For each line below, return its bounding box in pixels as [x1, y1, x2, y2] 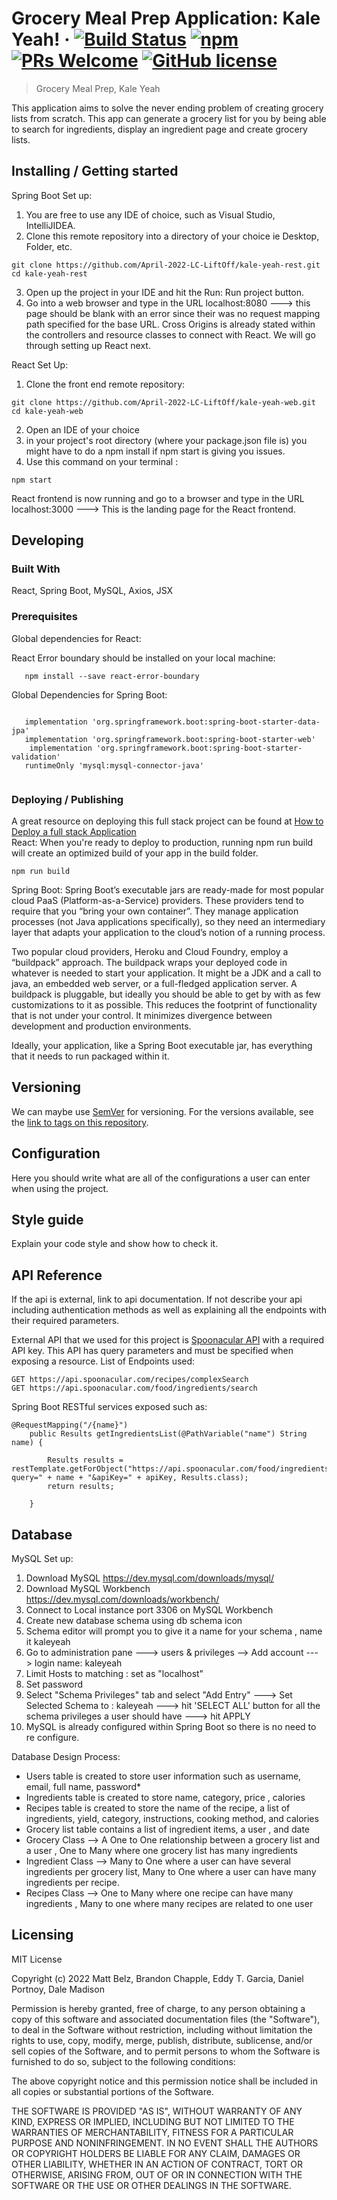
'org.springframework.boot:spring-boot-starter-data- [91, 717, 321, 727]
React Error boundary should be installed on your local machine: [11, 652, 276, 664]
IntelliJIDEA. [25, 219, 76, 231]
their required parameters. [11, 1315, 120, 1327]
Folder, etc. [25, 240, 73, 252]
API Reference [11, 1267, 103, 1284]
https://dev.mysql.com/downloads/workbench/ [25, 1593, 220, 1606]
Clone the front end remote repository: [25, 378, 186, 390]
